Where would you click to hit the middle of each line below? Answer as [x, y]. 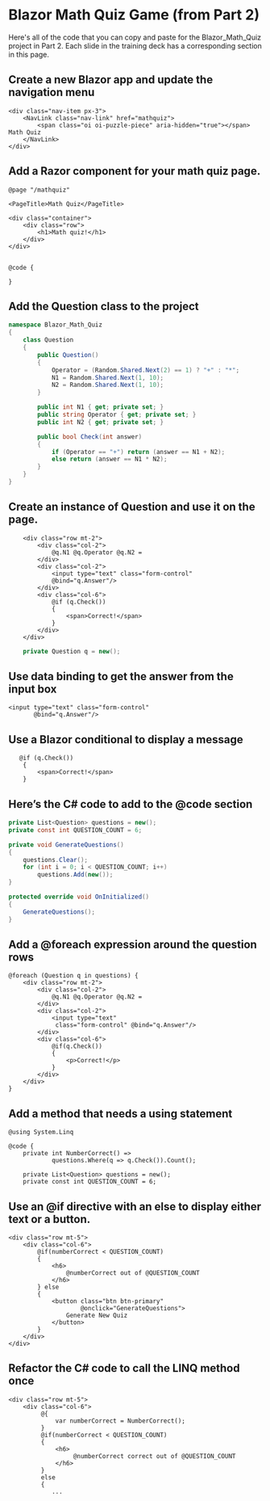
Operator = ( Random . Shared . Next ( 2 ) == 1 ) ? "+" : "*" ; [145, 370]
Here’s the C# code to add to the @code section [131, 804]
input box [33, 689]
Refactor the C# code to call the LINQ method [124, 1368]
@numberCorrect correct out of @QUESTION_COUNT [154, 1456]
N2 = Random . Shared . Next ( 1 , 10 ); [107, 385]
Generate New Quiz [97, 1315]
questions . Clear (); [56, 860]
